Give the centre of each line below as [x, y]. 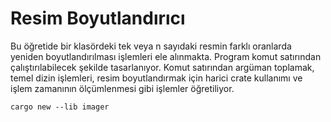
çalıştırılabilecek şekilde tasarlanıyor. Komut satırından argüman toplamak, [162, 67]
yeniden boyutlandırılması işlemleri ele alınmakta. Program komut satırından [166, 56]
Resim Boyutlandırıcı [98, 18]
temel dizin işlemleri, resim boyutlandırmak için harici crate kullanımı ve [156, 78]
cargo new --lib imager [60, 107]
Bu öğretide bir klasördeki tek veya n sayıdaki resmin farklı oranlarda [151, 46]
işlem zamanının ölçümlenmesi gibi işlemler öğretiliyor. [122, 88]
